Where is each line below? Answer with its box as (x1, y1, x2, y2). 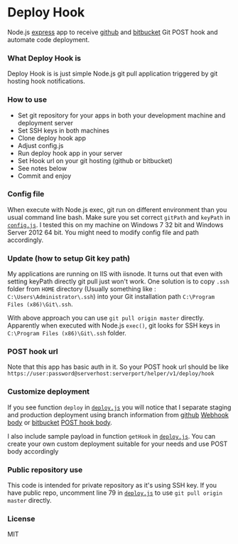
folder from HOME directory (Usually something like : (7, 285, 156, 293)
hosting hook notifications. (7, 77, 85, 85)
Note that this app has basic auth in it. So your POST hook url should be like (7, 362, 229, 371)
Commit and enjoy (17, 172, 72, 180)
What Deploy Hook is (7, 53, 82, 63)
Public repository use (7, 464, 83, 474)
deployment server (17, 118, 73, 127)
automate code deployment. (7, 35, 90, 43)
